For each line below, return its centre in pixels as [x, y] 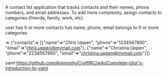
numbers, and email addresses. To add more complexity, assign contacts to [83, 12]
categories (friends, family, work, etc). [45, 18]
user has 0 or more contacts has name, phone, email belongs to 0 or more [82, 27]
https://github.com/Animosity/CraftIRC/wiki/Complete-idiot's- [80, 63]
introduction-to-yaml [27, 68]
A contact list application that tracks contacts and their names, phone [77, 7]
